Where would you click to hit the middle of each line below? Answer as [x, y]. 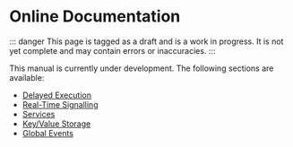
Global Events [48, 133]
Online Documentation [95, 17]
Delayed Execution [57, 95]
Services [39, 114]
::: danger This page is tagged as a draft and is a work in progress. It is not [146, 41]
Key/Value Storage [56, 124]
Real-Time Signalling [60, 104]
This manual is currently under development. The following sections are [142, 68]
